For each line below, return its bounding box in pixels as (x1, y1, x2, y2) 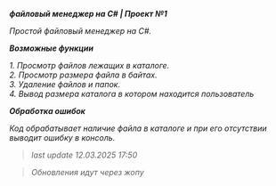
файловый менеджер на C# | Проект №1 (9, 9, 167, 19)
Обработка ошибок (9, 106, 86, 116)
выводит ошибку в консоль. (9, 133, 116, 142)
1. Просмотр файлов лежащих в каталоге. (9, 61, 170, 70)
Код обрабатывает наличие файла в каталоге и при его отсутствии (9, 123, 267, 133)
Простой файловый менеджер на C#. (9, 26, 152, 36)
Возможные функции (9, 43, 94, 53)
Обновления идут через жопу (30, 167, 144, 177)
